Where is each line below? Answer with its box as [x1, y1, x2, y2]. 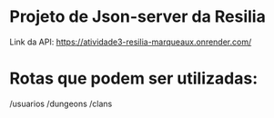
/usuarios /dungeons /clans [9, 98, 113, 109]
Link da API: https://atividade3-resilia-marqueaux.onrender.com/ [9, 36, 252, 47]
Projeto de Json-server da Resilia [9, 6, 266, 27]
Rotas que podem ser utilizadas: [9, 68, 258, 89]
